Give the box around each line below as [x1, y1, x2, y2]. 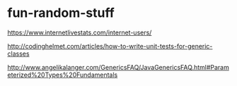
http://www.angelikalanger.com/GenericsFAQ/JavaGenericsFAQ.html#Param [7, 63, 230, 71]
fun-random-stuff [7, 5, 115, 21]
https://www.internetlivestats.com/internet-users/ [7, 28, 152, 37]
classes [7, 49, 30, 58]
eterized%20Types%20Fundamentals [7, 70, 118, 79]
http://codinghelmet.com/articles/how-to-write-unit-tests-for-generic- [7, 42, 213, 50]
